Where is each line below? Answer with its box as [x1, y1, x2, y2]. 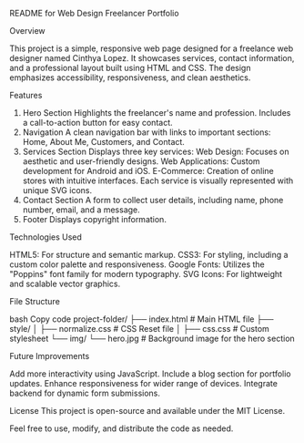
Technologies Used [9, 232, 82, 242]
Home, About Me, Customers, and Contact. [22, 137, 185, 147]
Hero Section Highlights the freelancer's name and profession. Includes [22, 108, 291, 118]
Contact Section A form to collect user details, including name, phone [22, 195, 284, 205]
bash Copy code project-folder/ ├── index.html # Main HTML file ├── [9, 314, 274, 325]
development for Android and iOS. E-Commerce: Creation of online [22, 166, 275, 176]
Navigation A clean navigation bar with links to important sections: [22, 127, 271, 138]
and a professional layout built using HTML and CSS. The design [9, 63, 251, 73]
